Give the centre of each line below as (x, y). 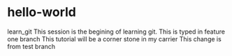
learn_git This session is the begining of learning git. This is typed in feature (116, 31)
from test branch (31, 46)
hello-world (42, 12)
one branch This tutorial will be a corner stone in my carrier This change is (114, 38)
